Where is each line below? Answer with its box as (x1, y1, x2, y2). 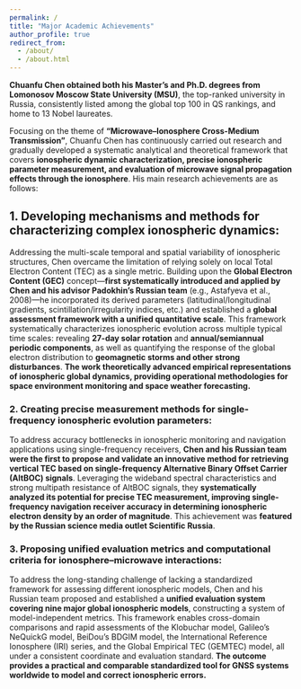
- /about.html (17, 55, 70, 64)
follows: (9, 183, 39, 193)
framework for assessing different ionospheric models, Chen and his (9, 584, 263, 595)
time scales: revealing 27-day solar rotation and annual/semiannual (9, 332, 264, 343)
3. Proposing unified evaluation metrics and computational (9, 543, 271, 555)
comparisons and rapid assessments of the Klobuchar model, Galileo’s (9, 622, 270, 633)
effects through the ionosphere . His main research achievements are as (9, 173, 279, 184)
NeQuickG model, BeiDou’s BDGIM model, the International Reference (9, 632, 268, 642)
